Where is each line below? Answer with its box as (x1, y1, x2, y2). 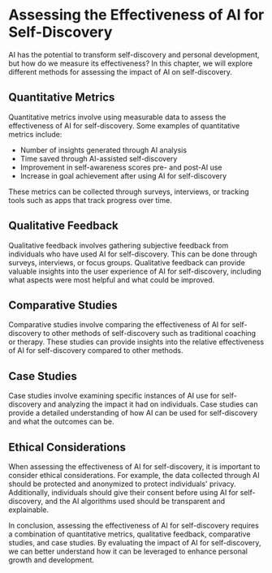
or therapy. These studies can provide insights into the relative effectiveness (8, 337, 265, 347)
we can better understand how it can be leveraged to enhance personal (8, 546, 248, 556)
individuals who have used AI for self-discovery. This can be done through (8, 249, 257, 259)
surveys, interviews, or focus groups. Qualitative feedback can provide (8, 257, 245, 267)
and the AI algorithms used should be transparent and (44, 497, 226, 506)
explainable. (8, 505, 49, 515)
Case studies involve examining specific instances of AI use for (8, 391, 220, 401)
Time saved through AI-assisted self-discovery (19, 153, 178, 163)
